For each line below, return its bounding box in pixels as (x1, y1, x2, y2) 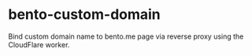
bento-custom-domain (8, 6, 161, 24)
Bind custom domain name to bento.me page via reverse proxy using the (8, 32, 244, 41)
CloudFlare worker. (8, 39, 70, 49)
